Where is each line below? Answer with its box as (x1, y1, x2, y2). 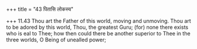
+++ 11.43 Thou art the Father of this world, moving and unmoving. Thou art (6, 18, 191, 24)
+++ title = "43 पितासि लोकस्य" (6, 6, 74, 12)
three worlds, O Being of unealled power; (6, 36, 106, 43)
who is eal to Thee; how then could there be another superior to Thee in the (6, 30, 190, 37)
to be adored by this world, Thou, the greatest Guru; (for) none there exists (6, 24, 189, 31)
